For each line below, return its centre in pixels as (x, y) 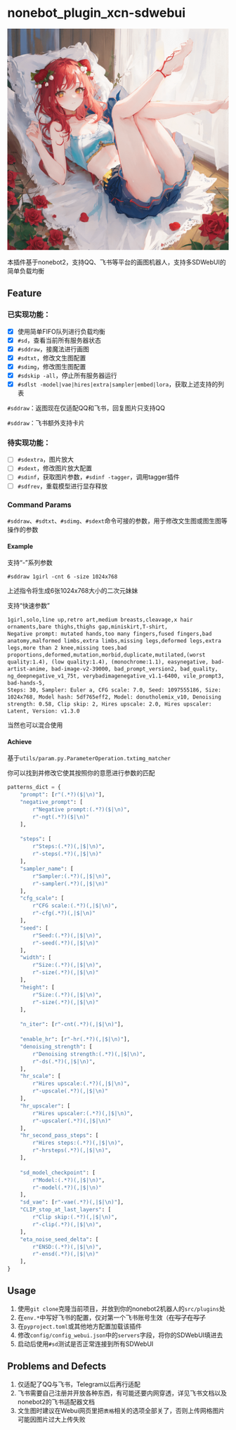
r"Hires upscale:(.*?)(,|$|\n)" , (81, 1084)
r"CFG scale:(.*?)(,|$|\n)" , (75, 906)
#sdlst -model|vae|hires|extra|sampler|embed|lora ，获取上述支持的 (118, 384)
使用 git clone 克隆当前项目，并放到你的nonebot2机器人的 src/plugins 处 (122, 1308)
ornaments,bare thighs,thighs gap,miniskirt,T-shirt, (88, 627)
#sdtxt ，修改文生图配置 (52, 358)
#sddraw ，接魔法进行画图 (53, 349)
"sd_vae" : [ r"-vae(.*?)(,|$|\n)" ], (72, 1202)
